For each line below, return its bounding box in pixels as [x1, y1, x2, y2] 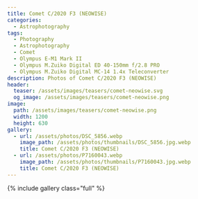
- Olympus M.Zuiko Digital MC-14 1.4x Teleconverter [13, 68, 170, 75]
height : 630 [13, 119, 49, 127]
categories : [7, 17, 42, 24]
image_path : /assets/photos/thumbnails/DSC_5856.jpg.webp [19, 139, 191, 146]
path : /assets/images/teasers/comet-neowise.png [13, 107, 157, 114]
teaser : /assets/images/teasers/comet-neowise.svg [13, 87, 163, 94]
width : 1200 [13, 113, 49, 120]
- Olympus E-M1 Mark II [13, 55, 82, 62]
